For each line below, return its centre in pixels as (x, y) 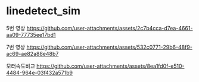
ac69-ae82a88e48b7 (32, 53)
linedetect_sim (43, 11)
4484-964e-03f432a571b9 (40, 72)
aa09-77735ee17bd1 (31, 34)
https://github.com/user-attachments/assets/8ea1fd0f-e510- (111, 66)
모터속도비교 (21, 66)
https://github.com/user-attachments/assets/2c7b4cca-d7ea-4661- (110, 28)
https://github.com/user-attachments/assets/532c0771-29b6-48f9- (109, 47)
